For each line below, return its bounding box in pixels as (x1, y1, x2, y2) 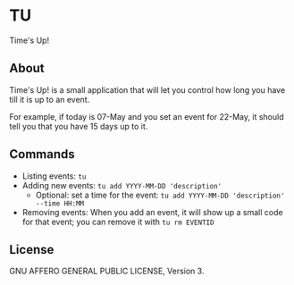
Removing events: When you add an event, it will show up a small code (21, 206, 283, 217)
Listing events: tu (21, 171, 87, 181)
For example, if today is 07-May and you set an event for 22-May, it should (9, 111, 284, 122)
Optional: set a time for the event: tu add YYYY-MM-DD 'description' (35, 189, 285, 200)
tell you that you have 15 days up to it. (9, 121, 148, 131)
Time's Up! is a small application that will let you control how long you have (9, 84, 286, 95)
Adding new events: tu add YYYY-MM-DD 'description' (21, 180, 223, 190)
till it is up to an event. (9, 94, 90, 105)
